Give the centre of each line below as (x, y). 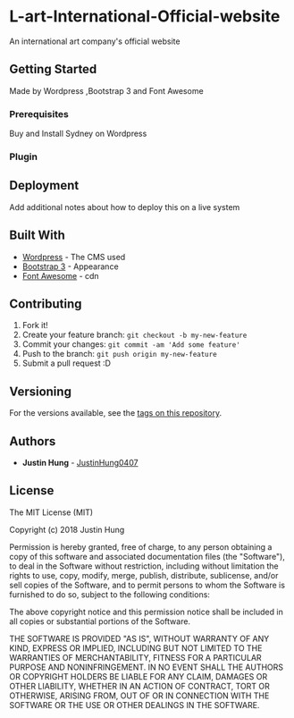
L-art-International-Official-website (145, 17)
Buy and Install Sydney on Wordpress (78, 134)
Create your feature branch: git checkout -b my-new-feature (134, 335)
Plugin (24, 156)
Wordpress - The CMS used (74, 257)
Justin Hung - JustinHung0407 (80, 463)
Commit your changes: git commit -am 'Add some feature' (131, 344)
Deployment (44, 186)
